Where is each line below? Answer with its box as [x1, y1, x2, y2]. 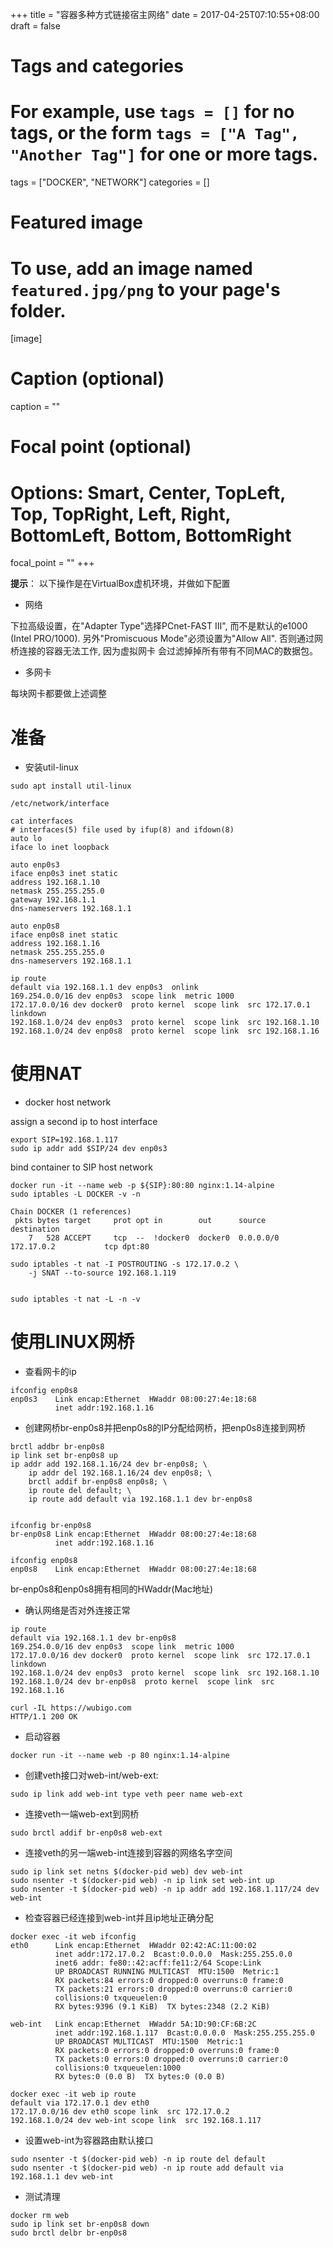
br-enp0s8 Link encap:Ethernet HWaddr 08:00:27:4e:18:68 [10, 1529, 257, 1540]
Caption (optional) [10, 368, 165, 390]
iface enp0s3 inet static [10, 869, 118, 879]
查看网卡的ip [24, 1366, 77, 1378]
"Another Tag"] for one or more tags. [10, 143, 319, 166]
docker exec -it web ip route [10, 2089, 137, 2100]
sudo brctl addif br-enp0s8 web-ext [10, 1828, 163, 1838]
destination [10, 1224, 60, 1235]
